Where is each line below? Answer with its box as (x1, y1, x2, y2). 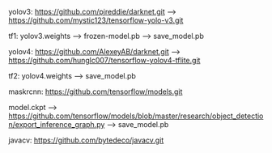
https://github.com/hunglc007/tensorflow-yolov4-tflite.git (8, 56, 201, 65)
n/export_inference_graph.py (8, 120, 105, 129)
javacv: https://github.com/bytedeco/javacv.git (8, 135, 164, 145)
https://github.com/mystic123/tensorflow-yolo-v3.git (8, 15, 184, 25)
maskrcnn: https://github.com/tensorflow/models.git (8, 87, 183, 96)
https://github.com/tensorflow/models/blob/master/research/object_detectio (8, 111, 264, 121)
